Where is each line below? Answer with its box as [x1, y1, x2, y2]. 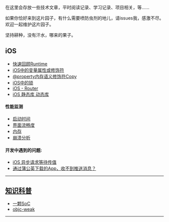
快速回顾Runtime [12, 61, 48, 67]
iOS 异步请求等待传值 [12, 159, 57, 165]
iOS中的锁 [12, 79, 34, 85]
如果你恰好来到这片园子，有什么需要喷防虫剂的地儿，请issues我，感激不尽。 [5, 15, 164, 21]
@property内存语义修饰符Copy [12, 73, 77, 79]
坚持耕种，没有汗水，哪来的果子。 [5, 32, 76, 38]
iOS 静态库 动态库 [12, 91, 49, 97]
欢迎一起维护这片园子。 [5, 22, 54, 27]
